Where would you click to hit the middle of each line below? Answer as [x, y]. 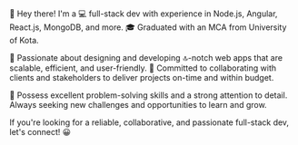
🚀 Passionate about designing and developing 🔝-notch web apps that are [146, 58]
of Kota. [24, 40]
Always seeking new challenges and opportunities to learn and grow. [138, 105]
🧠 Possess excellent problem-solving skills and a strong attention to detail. [149, 95]
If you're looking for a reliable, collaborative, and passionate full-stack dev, [149, 122]
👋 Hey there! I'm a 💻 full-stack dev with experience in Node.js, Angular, [144, 14]
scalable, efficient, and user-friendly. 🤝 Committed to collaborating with [143, 68]
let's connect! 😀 [40, 132]
